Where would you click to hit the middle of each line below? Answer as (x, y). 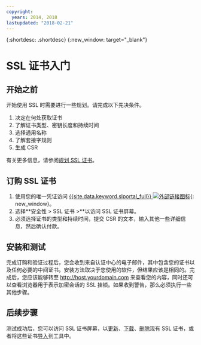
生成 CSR (26, 147)
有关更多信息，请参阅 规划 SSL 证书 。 (52, 160)
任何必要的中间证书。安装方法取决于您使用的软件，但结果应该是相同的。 (100, 270)
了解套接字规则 (33, 140)
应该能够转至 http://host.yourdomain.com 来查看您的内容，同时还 (107, 277)
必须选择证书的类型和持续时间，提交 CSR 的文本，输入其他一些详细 (98, 219)
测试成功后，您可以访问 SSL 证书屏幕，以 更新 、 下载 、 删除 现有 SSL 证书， (98, 328)
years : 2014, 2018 (35, 17)
